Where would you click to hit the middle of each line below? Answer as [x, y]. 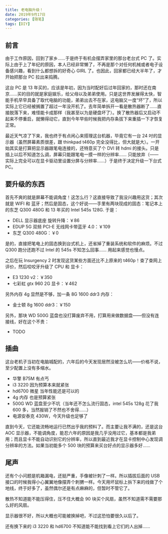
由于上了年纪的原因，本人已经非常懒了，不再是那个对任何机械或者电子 [86, 64]
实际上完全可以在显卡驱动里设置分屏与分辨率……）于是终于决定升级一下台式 [83, 161]
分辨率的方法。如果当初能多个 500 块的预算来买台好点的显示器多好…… [78, 445]
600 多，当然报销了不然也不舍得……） [52, 409]
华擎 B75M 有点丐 [30, 378]
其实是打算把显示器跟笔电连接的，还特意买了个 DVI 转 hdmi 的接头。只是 [84, 148]
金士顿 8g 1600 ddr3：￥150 [41, 304]
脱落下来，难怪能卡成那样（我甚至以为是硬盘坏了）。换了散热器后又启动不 [85, 112]
